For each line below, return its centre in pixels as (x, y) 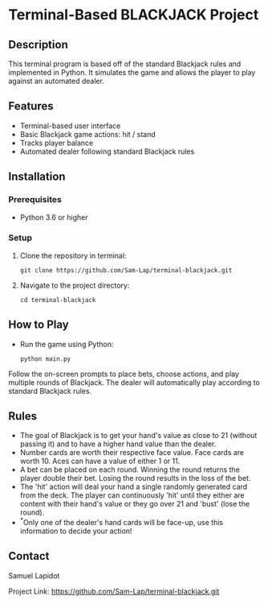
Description (38, 45)
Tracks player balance (57, 143)
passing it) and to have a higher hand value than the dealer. (118, 444)
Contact (29, 556)
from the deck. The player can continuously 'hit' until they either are (132, 495)
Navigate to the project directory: (75, 285)
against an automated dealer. (56, 81)
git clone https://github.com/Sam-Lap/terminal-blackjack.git (126, 270)
